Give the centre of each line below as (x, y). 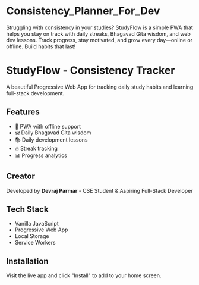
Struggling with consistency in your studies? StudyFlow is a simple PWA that (99, 27)
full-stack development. (35, 93)
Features (23, 112)
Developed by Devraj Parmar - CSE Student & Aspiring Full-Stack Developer (99, 190)
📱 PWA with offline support (48, 126)
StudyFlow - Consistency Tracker (91, 71)
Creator (21, 176)
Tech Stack (27, 209)
